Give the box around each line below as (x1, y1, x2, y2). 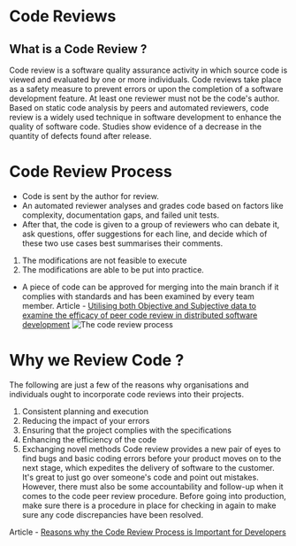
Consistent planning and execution (21, 405, 148, 417)
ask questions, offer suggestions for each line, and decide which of (21, 228, 268, 239)
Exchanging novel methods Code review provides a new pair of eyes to (21, 443, 281, 454)
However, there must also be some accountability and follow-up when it (21, 481, 285, 492)
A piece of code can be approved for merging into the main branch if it (21, 281, 279, 292)
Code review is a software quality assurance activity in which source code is (9, 65, 288, 75)
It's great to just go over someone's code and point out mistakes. (21, 472, 259, 482)
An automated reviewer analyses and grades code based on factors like (21, 200, 285, 211)
